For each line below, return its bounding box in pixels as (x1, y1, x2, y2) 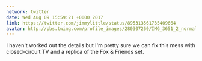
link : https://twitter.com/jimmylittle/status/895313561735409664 (6, 20, 176, 26)
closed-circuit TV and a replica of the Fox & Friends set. (6, 48, 144, 56)
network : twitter (6, 8, 50, 15)
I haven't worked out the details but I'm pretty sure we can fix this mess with (6, 42, 195, 49)
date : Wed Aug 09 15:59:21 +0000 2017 (6, 14, 103, 20)
